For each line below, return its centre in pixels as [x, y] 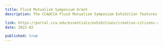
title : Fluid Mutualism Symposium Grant [47, 9]
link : [10, 23]
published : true [21, 36]
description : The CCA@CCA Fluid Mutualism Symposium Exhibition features [81, 14]
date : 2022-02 [19, 27]
